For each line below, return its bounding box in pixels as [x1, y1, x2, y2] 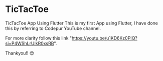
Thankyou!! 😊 [5, 50, 34, 56]
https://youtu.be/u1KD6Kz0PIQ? [72, 35, 138, 41]
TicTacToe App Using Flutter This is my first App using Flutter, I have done [5, 20, 158, 26]
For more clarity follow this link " [5, 35, 72, 41]
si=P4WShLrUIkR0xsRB [5, 40, 54, 46]
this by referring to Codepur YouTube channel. [5, 25, 101, 31]
